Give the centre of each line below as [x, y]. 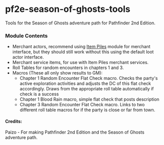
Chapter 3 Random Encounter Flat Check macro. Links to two [82, 105]
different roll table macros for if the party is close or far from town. [87, 110]
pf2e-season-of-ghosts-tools [68, 9]
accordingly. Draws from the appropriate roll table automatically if [87, 89]
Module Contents [27, 36]
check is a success [39, 94]
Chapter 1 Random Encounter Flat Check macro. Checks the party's [89, 78]
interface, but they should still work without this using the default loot [83, 52]
